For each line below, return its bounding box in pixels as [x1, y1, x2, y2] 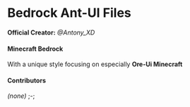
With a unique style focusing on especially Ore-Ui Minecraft [7, 60, 183, 68]
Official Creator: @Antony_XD [7, 28, 95, 37]
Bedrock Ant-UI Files [7, 5, 132, 21]
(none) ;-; [7, 92, 35, 100]
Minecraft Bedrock [7, 44, 64, 53]
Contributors [7, 76, 47, 84]
